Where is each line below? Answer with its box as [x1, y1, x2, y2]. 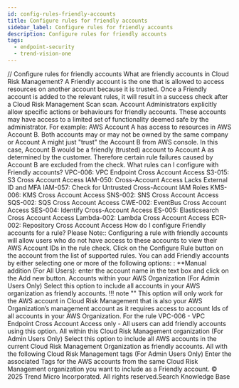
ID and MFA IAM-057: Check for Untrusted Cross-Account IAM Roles [7, 183, 209, 192]
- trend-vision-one [14, 51, 72, 58]
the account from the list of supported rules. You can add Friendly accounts [7, 251, 230, 260]
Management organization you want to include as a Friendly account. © [7, 365, 218, 373]
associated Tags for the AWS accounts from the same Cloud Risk [7, 357, 198, 365]
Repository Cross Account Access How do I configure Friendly [22, 221, 206, 229]
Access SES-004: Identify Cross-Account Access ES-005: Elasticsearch [7, 206, 219, 214]
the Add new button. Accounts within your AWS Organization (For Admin [7, 273, 221, 282]
